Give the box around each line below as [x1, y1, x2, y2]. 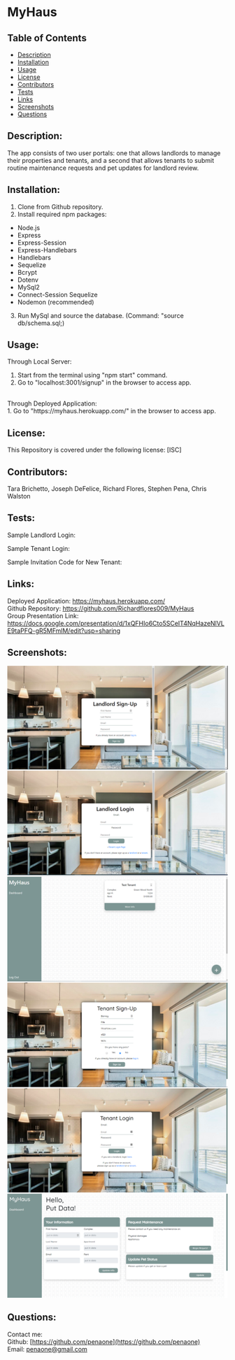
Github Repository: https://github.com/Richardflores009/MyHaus [7, 604, 194, 613]
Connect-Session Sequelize [17, 290, 98, 299]
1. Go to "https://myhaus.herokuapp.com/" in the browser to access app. [7, 407, 217, 415]
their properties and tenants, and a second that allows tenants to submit [7, 156, 215, 164]
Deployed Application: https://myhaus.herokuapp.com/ [7, 596, 166, 605]
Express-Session [17, 238, 66, 247]
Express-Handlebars [17, 245, 77, 254]
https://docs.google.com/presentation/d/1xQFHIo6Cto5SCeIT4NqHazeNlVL [7, 619, 225, 627]
